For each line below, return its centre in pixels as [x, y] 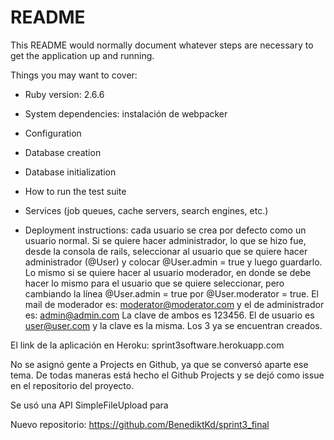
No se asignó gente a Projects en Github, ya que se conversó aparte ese [159, 364]
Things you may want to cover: [74, 75]
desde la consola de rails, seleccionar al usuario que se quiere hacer [166, 251]
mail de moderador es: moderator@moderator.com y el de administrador [174, 304]
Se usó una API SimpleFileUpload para [89, 405]
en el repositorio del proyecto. [72, 385]
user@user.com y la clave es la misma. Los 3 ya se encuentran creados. [173, 325]
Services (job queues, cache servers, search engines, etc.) [146, 210]
